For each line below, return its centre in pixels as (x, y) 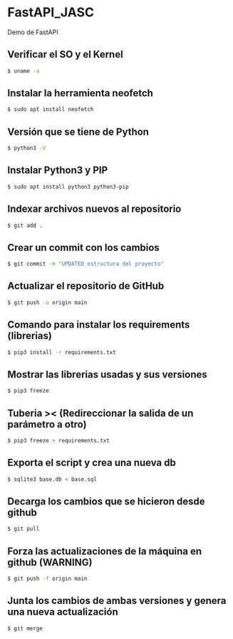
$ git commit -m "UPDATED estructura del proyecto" (86, 264)
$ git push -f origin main (47, 578)
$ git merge (25, 628)
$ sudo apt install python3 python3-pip (68, 187)
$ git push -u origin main (47, 302)
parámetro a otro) (47, 424)
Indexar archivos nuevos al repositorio (94, 209)
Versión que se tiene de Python (78, 131)
